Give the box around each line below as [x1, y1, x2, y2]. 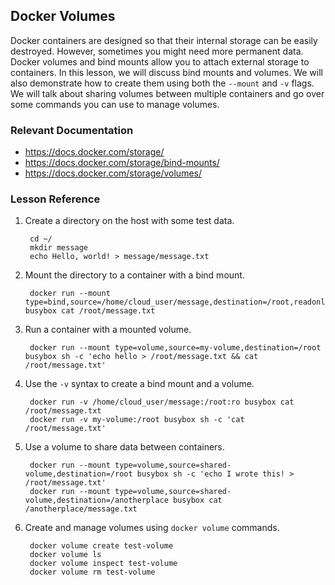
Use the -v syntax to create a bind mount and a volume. [24, 378, 255, 390]
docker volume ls [29, 550, 102, 560]
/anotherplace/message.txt [24, 504, 138, 514]
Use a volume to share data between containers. [24, 441, 225, 453]
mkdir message [29, 243, 89, 253]
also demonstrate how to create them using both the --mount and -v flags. [10, 77, 315, 89]
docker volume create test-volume [29, 541, 174, 551]
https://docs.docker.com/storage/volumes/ [24, 167, 203, 179]
